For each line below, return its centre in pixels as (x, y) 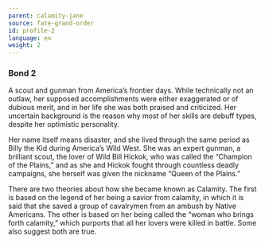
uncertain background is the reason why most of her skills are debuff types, (132, 116)
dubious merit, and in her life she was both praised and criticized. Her (123, 108)
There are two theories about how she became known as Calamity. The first (132, 189)
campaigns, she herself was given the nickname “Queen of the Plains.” (125, 174)
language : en (30, 38)
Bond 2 (22, 73)
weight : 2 (25, 45)
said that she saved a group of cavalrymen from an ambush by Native (123, 206)
